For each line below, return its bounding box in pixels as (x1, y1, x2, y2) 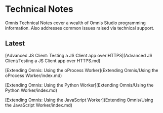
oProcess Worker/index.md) (5, 73, 62, 78)
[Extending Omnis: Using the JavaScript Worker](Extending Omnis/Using (5, 97, 154, 103)
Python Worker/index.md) (5, 87, 58, 93)
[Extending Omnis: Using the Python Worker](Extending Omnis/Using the (5, 82, 154, 88)
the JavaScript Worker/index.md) (5, 102, 73, 108)
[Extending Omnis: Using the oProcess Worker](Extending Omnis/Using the (5, 67, 159, 73)
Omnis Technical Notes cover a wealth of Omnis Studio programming (5, 20, 146, 26)
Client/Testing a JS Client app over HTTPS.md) (5, 58, 101, 64)
